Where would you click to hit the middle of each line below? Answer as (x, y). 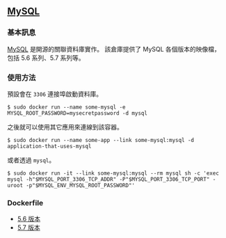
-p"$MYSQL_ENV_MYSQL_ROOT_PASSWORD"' (80, 185)
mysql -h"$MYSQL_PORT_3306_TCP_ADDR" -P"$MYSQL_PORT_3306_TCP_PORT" (108, 179)
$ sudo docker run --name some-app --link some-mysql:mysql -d (101, 140)
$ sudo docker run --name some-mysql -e (67, 107)
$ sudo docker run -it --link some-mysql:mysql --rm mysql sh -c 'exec (113, 173)
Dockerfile (25, 203)
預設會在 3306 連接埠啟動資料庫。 (55, 94)
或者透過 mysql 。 (31, 160)
